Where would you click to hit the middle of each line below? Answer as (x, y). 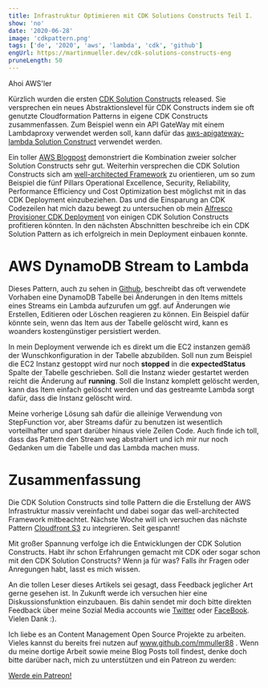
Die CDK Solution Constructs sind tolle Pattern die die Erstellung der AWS (130, 502)
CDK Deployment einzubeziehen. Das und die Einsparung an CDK (117, 199)
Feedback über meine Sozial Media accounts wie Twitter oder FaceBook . (129, 610)
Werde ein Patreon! (40, 675)
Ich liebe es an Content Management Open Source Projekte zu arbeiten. (127, 634)
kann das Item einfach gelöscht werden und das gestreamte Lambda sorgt (131, 389)
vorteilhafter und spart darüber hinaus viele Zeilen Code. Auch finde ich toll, (134, 430)
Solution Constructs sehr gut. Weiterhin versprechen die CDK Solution (124, 165)
